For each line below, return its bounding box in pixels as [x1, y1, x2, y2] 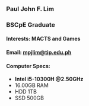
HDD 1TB [14, 88, 37, 95]
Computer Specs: [6, 62, 50, 69]
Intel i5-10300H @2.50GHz [14, 76, 84, 83]
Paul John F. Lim [6, 5, 55, 13]
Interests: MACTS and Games [6, 35, 81, 43]
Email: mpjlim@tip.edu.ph [6, 49, 72, 56]
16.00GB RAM [14, 82, 49, 89]
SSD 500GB [14, 94, 44, 102]
